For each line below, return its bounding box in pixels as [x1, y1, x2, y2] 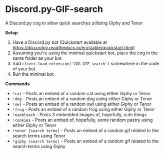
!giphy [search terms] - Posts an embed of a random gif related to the [12, 138, 159, 144]
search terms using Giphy [12, 143, 66, 149]
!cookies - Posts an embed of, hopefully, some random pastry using [12, 117, 153, 123]
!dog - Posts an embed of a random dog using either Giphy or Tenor [12, 96, 152, 102]
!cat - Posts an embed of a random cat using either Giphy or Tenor [12, 90, 151, 96]
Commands [5, 81, 30, 87]
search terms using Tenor [12, 133, 66, 139]
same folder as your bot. [12, 55, 63, 61]
